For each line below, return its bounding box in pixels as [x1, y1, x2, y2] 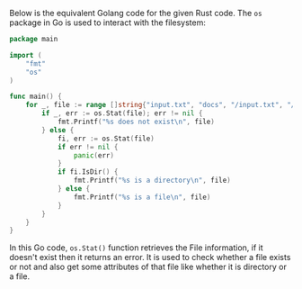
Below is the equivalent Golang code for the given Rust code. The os [9, 8, 262, 18]
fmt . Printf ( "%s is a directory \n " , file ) [73, 176, 231, 185]
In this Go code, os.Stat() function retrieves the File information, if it [9, 242, 263, 253]
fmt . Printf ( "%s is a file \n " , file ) [73, 193, 211, 202]
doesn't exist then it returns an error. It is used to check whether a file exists [9, 252, 291, 263]
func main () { [9, 92, 63, 102]
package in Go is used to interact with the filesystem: [9, 17, 207, 28]
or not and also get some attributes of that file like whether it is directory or [9, 261, 288, 273]
